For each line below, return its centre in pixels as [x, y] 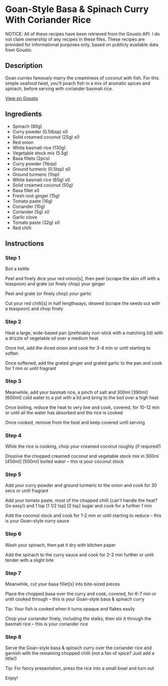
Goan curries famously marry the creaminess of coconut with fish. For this [82, 78]
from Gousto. [19, 50]
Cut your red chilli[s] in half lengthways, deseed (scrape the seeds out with [83, 303]
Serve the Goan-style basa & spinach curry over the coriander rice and [78, 648]
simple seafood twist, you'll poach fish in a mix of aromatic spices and [78, 83]
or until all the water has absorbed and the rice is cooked [64, 412]
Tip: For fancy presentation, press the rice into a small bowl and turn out [80, 668]
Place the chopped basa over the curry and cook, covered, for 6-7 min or [81, 594]
